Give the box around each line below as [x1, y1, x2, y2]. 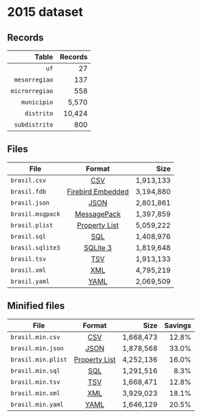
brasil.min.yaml [10, 400, 64, 408]
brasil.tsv [10, 255, 46, 263]
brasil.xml [10, 266, 46, 274]
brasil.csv [10, 176, 46, 184]
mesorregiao [14, 76, 54, 84]
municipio [21, 98, 54, 106]
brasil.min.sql [10, 367, 61, 374]
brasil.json [10, 198, 50, 207]
